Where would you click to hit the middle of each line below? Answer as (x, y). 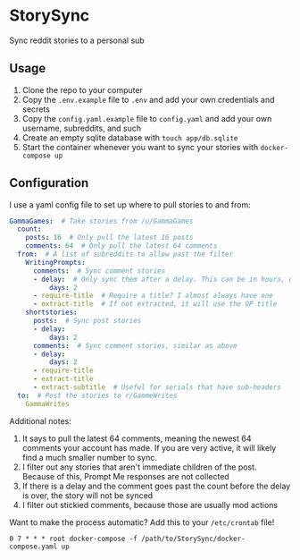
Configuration (49, 183)
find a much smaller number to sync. (90, 457)
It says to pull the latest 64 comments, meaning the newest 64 (137, 438)
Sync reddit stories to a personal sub (77, 40)
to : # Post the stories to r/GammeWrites (97, 395)
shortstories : (51, 313)
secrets (36, 109)
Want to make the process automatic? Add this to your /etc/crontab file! (142, 522)
